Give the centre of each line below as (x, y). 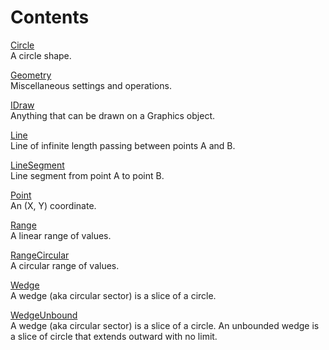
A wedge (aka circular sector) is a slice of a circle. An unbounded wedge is (165, 325)
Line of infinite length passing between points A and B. (123, 145)
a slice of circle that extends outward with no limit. (114, 336)
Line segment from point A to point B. (87, 175)
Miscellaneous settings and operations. (91, 85)
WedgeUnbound (44, 315)
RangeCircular (40, 255)
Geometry (31, 75)
